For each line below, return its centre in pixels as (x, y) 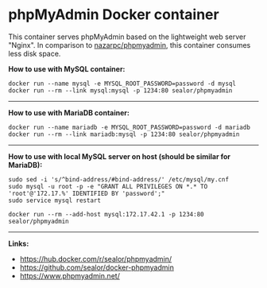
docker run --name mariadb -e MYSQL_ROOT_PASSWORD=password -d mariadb (129, 127)
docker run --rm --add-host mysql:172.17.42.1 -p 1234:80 (106, 214)
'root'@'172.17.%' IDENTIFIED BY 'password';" (87, 193)
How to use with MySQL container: (67, 68)
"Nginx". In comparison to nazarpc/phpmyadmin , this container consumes (130, 45)
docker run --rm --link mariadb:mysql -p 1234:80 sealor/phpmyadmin (124, 134)
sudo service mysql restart (55, 200)
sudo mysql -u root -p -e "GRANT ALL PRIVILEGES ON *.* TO (108, 186)
